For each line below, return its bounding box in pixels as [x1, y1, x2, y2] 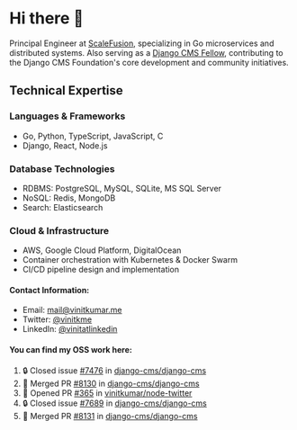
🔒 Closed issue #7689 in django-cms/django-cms [22, 398, 207, 408]
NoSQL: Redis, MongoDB [22, 193, 116, 203]
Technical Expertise [9, 83, 123, 98]
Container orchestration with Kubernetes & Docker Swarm [22, 255, 238, 265]
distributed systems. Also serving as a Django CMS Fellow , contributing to [9, 47, 283, 58]
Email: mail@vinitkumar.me [22, 305, 122, 316]
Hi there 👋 [9, 8, 84, 29]
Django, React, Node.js [22, 139, 108, 151]
